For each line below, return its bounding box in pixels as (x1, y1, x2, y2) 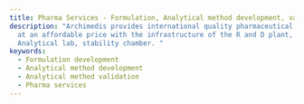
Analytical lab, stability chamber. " (17, 38, 165, 48)
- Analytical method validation (17, 72, 140, 81)
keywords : (9, 47, 47, 56)
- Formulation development (17, 55, 119, 64)
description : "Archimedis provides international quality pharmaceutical (9, 22, 294, 31)
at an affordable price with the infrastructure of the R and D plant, (17, 30, 294, 39)
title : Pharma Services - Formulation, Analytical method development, (9, 13, 285, 23)
